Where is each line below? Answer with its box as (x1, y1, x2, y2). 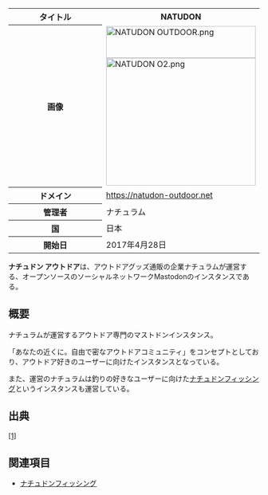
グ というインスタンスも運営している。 (8, 383, 134, 393)
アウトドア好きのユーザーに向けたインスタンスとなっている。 (22, 356, 224, 366)
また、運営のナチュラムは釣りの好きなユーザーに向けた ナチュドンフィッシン (8, 374, 259, 383)
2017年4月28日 (106, 239, 167, 250)
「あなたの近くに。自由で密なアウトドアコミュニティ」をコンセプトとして (8, 347, 253, 356)
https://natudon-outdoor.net (106, 190, 213, 200)
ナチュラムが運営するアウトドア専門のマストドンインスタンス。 (8, 330, 218, 340)
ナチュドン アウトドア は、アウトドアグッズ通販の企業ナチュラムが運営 (8, 262, 241, 271)
